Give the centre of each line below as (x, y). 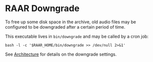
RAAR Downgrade (42, 8)
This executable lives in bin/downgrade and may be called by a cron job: (77, 36)
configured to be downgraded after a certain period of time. (65, 27)
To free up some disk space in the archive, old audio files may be (71, 22)
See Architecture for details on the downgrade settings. (61, 54)
